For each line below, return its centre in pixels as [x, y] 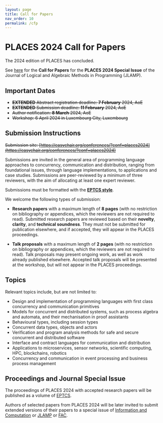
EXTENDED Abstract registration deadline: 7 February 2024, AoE [77, 102]
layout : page [18, 10]
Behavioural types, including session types [55, 322]
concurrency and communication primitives [56, 306]
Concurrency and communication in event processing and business [80, 358]
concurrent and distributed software [48, 337]
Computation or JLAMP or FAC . [36, 415]
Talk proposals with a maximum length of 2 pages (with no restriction [82, 244]
